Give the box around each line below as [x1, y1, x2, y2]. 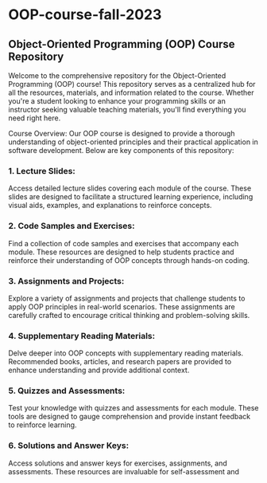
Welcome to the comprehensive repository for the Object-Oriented [8, 71, 226, 80]
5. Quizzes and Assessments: [8, 385, 126, 396]
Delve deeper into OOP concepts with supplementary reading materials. [8, 348, 244, 358]
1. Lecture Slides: [8, 165, 75, 176]
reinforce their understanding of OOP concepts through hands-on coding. [8, 255, 250, 265]
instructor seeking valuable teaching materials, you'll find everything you [8, 105, 246, 114]
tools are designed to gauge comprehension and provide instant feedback [8, 412, 251, 422]
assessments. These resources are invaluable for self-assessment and [8, 466, 240, 476]
